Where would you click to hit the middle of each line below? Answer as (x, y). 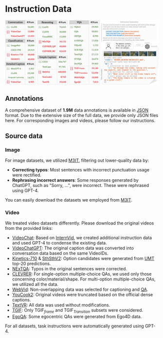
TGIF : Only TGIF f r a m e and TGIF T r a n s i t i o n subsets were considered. (78, 311)
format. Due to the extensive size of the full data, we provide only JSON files (82, 115)
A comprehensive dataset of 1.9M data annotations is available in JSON (77, 110)
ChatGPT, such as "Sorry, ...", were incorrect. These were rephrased (81, 186)
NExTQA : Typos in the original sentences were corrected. (70, 269)
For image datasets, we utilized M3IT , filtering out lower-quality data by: (77, 160)
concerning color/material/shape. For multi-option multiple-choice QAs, (84, 279)
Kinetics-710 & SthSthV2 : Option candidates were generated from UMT (83, 259)
